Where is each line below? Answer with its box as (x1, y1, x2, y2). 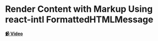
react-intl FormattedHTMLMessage (5, 14, 154, 25)
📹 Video (5, 31, 23, 37)
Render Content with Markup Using (5, 3, 153, 15)
